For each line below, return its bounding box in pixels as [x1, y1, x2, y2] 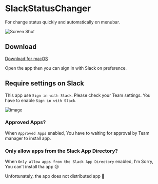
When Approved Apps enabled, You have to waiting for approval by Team [5, 130, 150, 136]
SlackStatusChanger [5, 3, 91, 14]
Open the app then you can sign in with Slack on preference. [5, 65, 127, 71]
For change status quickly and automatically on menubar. [5, 19, 120, 25]
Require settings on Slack [5, 79, 84, 88]
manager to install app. [5, 135, 51, 141]
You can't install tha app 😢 [5, 164, 59, 170]
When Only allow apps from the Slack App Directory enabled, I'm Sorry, [5, 159, 154, 164]
